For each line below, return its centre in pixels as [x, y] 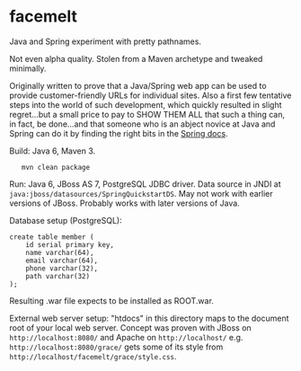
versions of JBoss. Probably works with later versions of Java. [124, 203]
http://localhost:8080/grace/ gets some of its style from [116, 347]
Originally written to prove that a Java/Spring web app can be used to [138, 85]
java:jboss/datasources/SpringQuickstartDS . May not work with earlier [141, 193]
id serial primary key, [70, 244]
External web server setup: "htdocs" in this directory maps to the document [149, 318]
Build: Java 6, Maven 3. [53, 151]
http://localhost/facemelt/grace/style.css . [93, 356]
